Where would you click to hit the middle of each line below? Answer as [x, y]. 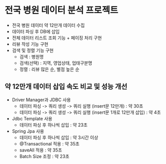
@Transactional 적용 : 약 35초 [49, 143]
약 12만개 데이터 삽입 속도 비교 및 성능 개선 [66, 87]
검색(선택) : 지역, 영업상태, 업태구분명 [56, 63]
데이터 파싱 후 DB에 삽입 [36, 31]
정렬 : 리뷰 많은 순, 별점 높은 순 [49, 69]
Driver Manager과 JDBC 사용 [41, 100]
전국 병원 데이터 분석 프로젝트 [61, 10]
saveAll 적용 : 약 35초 [41, 150]
